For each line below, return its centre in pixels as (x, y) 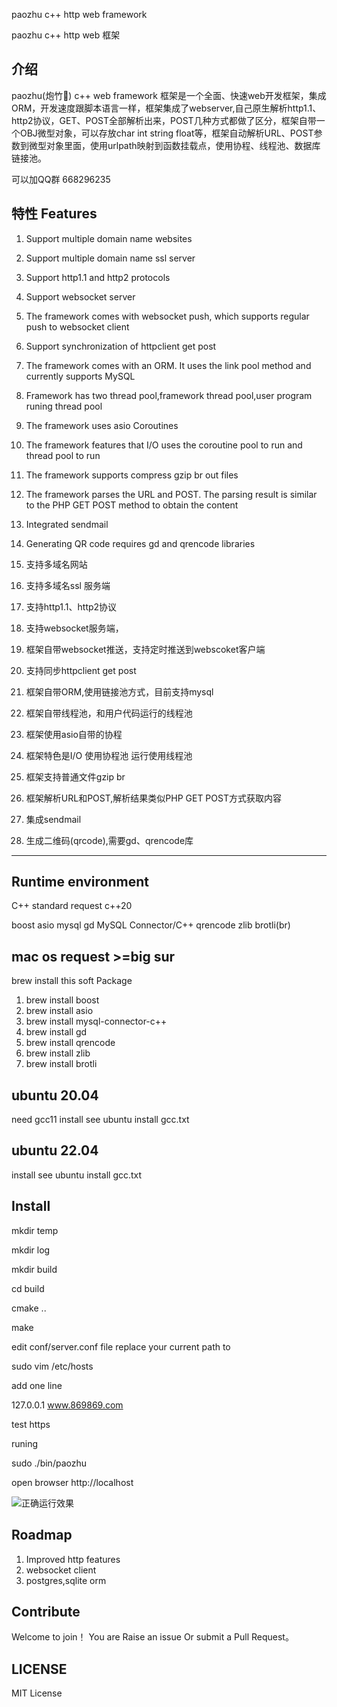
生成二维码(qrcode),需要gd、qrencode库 (109, 840)
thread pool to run (63, 455)
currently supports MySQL (80, 376)
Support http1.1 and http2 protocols (98, 277)
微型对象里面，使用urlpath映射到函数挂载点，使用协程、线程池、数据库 (174, 145)
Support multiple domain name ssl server (110, 258)
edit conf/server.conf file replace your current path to (121, 1346)
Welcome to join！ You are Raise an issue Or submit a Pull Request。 (152, 1637)
